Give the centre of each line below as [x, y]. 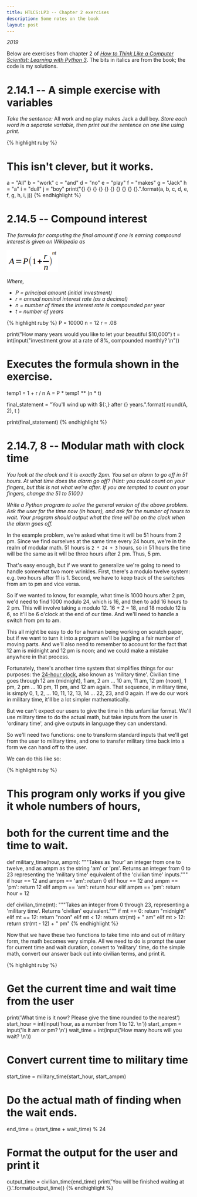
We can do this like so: [34, 759]
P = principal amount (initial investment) [64, 293]
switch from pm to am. [34, 620]
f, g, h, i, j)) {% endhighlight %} [44, 195]
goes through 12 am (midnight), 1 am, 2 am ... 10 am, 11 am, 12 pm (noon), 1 [97, 681]
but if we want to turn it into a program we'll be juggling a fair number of [94, 638]
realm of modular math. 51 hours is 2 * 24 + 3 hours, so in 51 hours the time [98, 548]
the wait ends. [42, 1113]
